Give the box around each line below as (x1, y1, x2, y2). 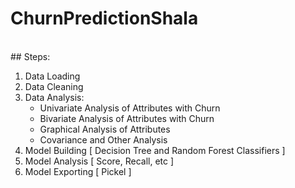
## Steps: (10, 50, 51, 62)
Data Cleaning (24, 80, 84, 92)
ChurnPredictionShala (10, 7, 199, 30)
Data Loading (24, 70, 81, 82)
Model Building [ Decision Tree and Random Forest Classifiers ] (24, 144, 286, 156)
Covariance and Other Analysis (39, 133, 168, 146)
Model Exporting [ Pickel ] (24, 165, 132, 177)
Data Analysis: (24, 91, 85, 103)
